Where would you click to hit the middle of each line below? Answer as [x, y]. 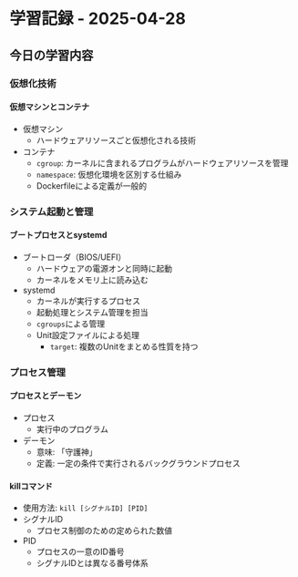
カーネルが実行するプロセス [88, 301]
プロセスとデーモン [46, 396]
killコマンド [31, 486]
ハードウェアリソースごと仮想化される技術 [116, 140]
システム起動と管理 [51, 211]
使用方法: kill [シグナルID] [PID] [85, 508]
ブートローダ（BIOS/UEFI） [74, 257]
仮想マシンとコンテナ [49, 107]
